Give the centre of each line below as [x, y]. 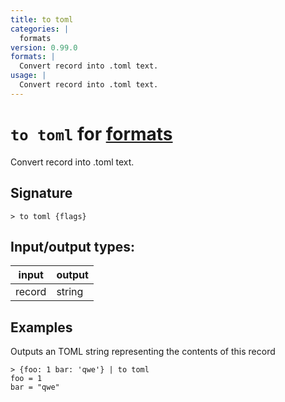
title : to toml [42, 19]
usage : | [28, 76]
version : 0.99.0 [44, 47]
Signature [41, 193]
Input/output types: [73, 246]
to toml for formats [91, 133]
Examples [41, 327]
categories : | [40, 29]
